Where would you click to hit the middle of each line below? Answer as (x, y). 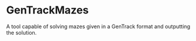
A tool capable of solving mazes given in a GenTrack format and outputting (98, 26)
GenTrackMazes (48, 10)
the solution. (22, 32)
